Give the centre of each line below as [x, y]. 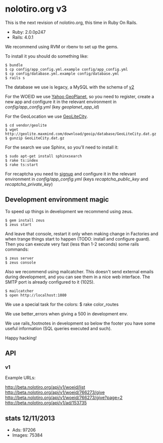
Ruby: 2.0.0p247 [29, 32]
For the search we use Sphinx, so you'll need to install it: [62, 147]
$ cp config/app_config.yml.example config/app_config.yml [67, 69]
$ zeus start [18, 224]
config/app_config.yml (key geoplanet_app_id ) [52, 107]
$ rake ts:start [22, 165]
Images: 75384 [27, 435]
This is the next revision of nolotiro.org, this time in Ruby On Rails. [71, 22]
